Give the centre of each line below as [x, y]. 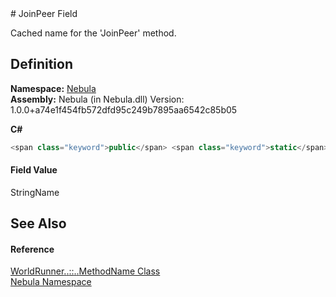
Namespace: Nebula [53, 88]
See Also [38, 223]
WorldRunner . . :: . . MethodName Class [85, 271]
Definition [41, 64]
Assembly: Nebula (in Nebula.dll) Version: [97, 99]
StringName [35, 192]
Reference [32, 249]
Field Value [34, 170]
